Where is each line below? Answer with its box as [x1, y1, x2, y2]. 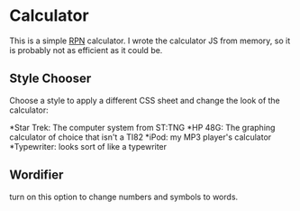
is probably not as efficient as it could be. [9, 44, 163, 55]
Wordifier [9, 168, 64, 183]
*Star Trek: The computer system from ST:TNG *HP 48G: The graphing [9, 122, 276, 133]
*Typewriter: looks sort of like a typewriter [9, 141, 168, 151]
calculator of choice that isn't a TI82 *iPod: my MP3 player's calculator [9, 132, 272, 142]
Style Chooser [9, 71, 92, 87]
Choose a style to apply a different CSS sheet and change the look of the [9, 95, 281, 105]
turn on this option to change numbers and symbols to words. [9, 191, 239, 202]
